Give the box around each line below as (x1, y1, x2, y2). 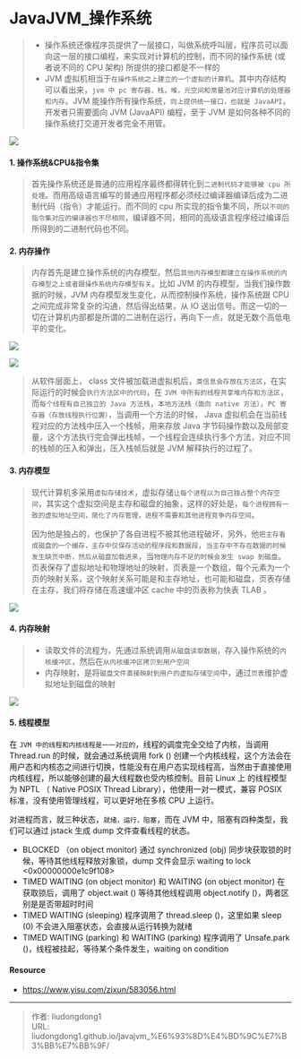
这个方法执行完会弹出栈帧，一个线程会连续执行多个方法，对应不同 (47, 432, 291, 443)
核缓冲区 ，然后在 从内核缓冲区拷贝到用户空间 (44, 656, 190, 667)
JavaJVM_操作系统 (9, 8, 152, 29)
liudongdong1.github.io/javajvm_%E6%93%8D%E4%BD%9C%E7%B (30, 1031, 288, 1042)
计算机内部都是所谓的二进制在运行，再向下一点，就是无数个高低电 (47, 312, 291, 323)
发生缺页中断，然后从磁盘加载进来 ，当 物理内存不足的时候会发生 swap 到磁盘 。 (30, 550, 287, 561)
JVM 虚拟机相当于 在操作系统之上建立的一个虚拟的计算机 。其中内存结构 (44, 73, 287, 83)
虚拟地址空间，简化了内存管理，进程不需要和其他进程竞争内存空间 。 (44, 509, 260, 520)
